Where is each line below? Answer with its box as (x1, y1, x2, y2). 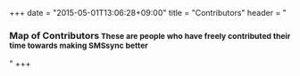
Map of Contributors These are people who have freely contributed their (9, 29, 291, 42)
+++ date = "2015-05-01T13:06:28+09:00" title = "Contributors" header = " (9, 8, 287, 18)
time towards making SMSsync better (9, 40, 149, 50)
